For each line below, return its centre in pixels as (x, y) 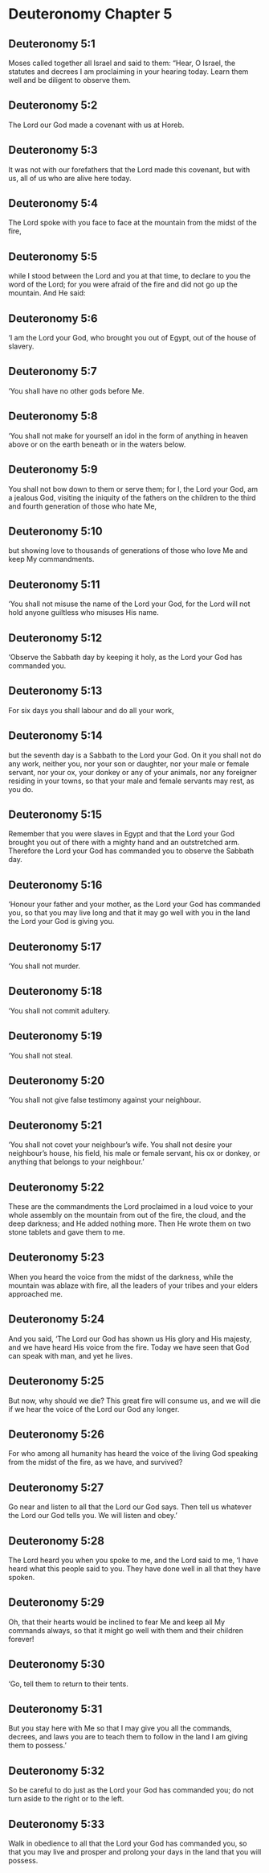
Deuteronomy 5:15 (55, 814)
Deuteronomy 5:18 (55, 991)
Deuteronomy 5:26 (56, 1434)
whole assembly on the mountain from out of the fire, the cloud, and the (127, 1215)
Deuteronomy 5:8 (53, 417)
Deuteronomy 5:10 (55, 531)
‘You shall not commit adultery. (59, 1010)
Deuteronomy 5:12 (55, 638)
